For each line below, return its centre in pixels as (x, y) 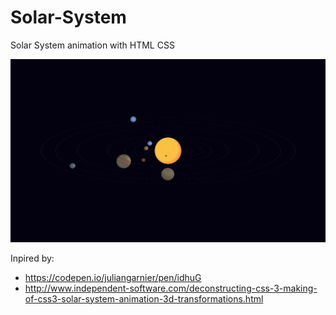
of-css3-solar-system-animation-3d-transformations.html (144, 298)
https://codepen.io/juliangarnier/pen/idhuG (113, 277)
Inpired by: (32, 258)
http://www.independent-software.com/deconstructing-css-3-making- (171, 288)
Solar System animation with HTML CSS (92, 45)
